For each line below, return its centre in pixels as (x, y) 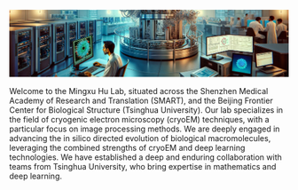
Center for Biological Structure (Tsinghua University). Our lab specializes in (146, 110)
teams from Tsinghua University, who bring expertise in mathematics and (143, 166)
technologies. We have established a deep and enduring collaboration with (145, 157)
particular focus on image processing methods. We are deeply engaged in (145, 129)
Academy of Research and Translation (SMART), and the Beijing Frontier (141, 100)
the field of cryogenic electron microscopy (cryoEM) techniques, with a (139, 119)
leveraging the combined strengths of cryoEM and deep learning (127, 147)
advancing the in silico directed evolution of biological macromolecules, (140, 138)
